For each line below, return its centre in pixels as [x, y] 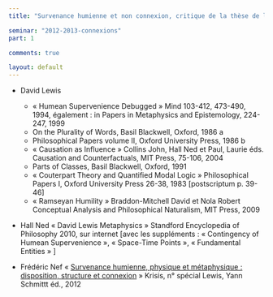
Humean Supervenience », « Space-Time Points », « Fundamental [130, 243]
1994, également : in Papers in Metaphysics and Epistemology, [137, 115]
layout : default [36, 67]
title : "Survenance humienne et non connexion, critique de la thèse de [134, 16]
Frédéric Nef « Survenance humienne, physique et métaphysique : [131, 267]
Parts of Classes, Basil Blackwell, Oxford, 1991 [109, 166]
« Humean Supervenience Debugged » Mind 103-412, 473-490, [139, 106]
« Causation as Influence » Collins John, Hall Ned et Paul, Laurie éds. [148, 149]
